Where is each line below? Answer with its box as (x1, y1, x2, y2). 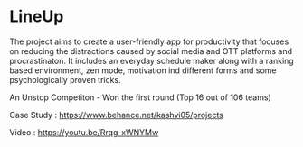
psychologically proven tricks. (9, 74, 121, 85)
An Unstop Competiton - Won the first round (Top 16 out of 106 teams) (9, 92, 271, 103)
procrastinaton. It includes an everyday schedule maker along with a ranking (9, 55, 294, 66)
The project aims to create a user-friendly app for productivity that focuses (9, 36, 289, 47)
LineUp (9, 6, 64, 27)
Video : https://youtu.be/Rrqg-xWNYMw (9, 126, 159, 137)
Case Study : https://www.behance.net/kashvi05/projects (9, 109, 223, 120)
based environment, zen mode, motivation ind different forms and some (9, 65, 277, 76)
